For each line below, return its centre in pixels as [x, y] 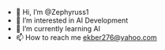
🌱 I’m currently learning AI [58, 29]
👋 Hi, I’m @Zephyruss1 [52, 12]
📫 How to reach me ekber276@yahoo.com [86, 37]
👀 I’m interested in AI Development [72, 20]
